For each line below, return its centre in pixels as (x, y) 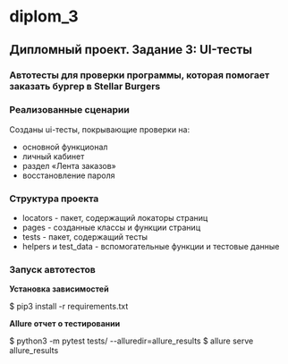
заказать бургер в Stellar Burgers (85, 86)
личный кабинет (53, 156)
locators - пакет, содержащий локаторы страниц (115, 218)
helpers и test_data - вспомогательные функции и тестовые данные (151, 247)
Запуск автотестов (53, 270)
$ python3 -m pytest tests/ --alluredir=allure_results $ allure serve (131, 341)
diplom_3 (44, 17)
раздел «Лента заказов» (69, 165)
